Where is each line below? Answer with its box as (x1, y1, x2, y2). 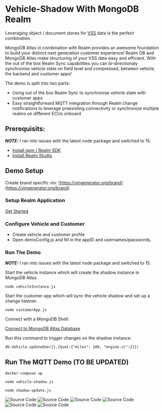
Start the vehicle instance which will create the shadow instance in (5, 269, 140, 275)
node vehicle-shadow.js (5, 380, 54, 385)
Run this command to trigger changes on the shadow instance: (5, 335, 132, 341)
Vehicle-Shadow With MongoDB (5, 3, 139, 15)
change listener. (5, 298, 38, 304)
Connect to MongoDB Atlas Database (5, 326, 81, 332)
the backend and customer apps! (5, 71, 72, 76)
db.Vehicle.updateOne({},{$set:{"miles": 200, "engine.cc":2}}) (5, 344, 139, 350)
